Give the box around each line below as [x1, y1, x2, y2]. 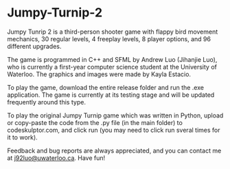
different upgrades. [7, 42, 62, 50]
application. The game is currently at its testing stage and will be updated [7, 91, 215, 99]
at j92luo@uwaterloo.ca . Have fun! [7, 153, 105, 162]
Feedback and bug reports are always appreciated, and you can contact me [7, 146, 222, 155]
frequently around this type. [7, 98, 86, 106]
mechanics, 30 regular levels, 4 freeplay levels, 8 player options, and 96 [7, 34, 211, 43]
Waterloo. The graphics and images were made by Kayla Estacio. [7, 70, 191, 78]
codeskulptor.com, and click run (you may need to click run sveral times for [7, 126, 220, 134]
